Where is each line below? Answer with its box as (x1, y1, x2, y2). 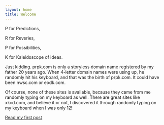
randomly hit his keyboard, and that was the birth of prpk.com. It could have (5, 74, 159, 80)
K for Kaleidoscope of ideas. (5, 54, 63, 60)
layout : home (5, 7, 32, 12)
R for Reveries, (5, 35, 35, 41)
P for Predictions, (5, 25, 40, 31)
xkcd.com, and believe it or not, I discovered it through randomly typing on (5, 99, 157, 105)
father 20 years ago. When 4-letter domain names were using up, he (5, 69, 144, 75)
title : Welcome (5, 12, 36, 17)
